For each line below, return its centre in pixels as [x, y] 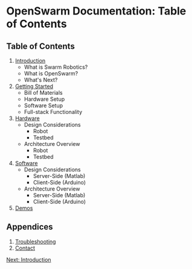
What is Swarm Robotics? [56, 67]
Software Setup [43, 106]
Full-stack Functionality [53, 112]
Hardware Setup [44, 99]
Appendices [30, 227]
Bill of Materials [43, 93]
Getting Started [34, 86]
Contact [25, 248]
